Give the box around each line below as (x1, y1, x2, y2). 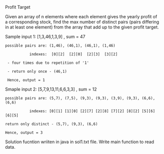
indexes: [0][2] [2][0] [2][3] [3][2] (29, 52, 118, 57)
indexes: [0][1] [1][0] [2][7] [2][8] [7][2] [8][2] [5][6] (29, 109, 155, 114)
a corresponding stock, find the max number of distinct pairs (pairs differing (5, 19, 159, 25)
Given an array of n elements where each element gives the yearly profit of (5, 14, 158, 19)
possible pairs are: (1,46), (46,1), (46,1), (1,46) (5, 43, 116, 48)
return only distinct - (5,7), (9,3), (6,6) (5, 122, 98, 126)
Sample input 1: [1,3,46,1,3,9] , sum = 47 (5, 34, 86, 39)
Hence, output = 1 (7, 78, 45, 83)
